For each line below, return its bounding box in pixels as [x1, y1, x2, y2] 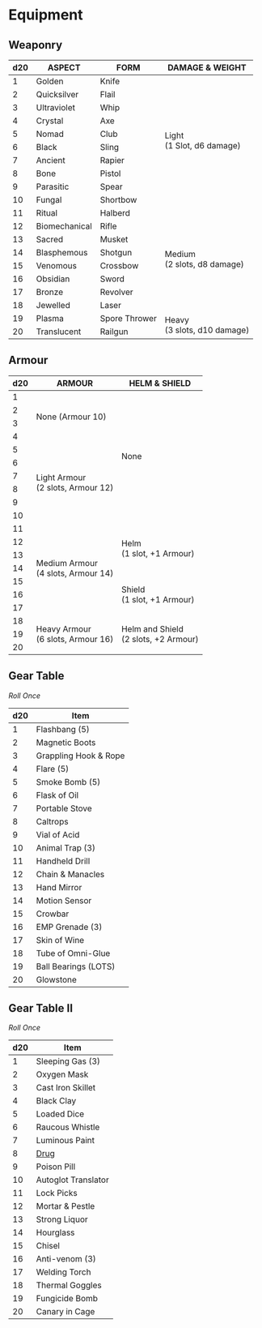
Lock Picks [36, 1188, 78, 1199]
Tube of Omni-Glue [36, 947, 111, 958]
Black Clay [36, 1095, 77, 1107]
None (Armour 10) [36, 411, 107, 422]
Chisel [36, 1240, 61, 1252]
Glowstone [36, 974, 77, 985]
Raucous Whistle [36, 1121, 100, 1133]
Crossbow [99, 260, 139, 271]
